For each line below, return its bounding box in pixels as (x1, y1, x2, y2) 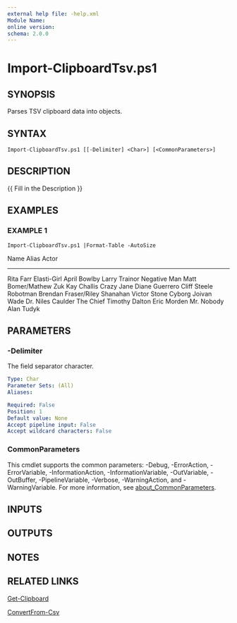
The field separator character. (7, 362, 94, 370)
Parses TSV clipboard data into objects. (7, 107, 123, 116)
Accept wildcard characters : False (7, 428, 112, 435)
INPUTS (7, 503, 42, 515)
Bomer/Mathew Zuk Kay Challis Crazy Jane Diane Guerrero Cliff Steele (7, 282, 213, 290)
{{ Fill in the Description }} (7, 184, 83, 193)
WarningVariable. (7, 483, 58, 491)
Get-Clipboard (7, 594, 49, 603)
